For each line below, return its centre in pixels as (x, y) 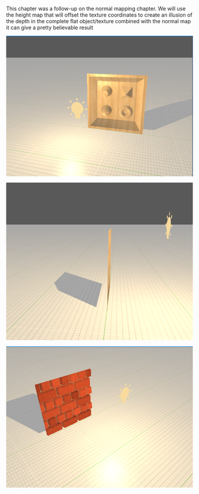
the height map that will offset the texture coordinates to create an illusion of (99, 15)
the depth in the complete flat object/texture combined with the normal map (99, 21)
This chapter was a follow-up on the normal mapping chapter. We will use (96, 9)
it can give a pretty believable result (50, 27)
